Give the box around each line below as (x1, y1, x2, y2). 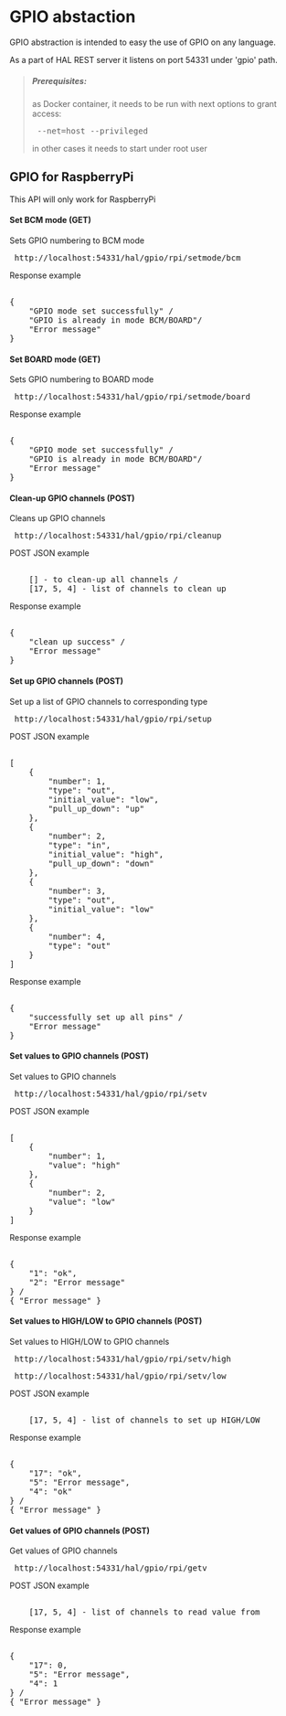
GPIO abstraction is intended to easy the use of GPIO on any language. (9, 37, 276, 48)
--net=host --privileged (37, 125, 149, 136)
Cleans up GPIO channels (9, 513, 106, 524)
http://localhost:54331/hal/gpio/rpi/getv (14, 1563, 207, 1573)
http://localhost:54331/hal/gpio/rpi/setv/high (14, 1353, 231, 1364)
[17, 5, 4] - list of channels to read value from (28, 1607, 260, 1617)
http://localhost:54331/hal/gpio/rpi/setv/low (14, 1370, 227, 1381)
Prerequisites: (31, 75, 87, 86)
